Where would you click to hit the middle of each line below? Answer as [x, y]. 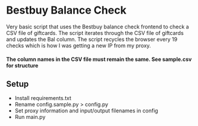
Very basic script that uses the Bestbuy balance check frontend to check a [98, 27]
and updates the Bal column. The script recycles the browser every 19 [92, 39]
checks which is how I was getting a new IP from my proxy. [79, 46]
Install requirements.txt [43, 98]
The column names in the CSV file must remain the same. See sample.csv [99, 59]
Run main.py [30, 117]
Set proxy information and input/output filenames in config [87, 111]
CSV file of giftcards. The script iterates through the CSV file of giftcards [95, 33]
